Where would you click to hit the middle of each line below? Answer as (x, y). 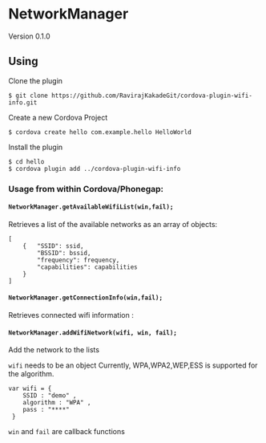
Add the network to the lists (54, 350)
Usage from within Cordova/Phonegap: (86, 189)
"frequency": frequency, (79, 260)
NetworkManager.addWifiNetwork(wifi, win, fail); (93, 333)
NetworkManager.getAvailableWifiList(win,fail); (91, 207)
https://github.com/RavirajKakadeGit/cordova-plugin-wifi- (151, 96)
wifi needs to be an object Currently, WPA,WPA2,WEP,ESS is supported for (133, 365)
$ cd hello (26, 161)
